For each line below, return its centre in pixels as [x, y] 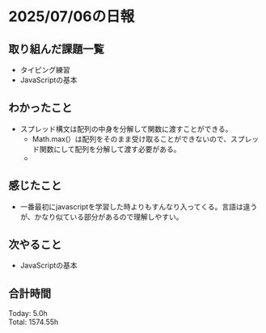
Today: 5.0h [28, 314]
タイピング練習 [45, 70]
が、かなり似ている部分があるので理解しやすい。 [101, 217]
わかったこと [40, 108]
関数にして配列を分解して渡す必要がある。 [110, 149]
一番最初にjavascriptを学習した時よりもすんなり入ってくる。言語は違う [139, 206]
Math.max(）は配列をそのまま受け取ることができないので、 [131, 139]
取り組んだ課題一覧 [56, 49]
